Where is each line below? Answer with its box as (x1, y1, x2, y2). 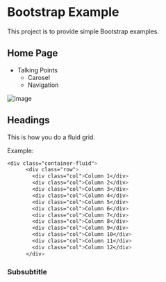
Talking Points (17, 65, 58, 74)
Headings (7, 114, 50, 126)
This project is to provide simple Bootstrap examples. (7, 27, 160, 36)
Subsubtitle (7, 267, 47, 276)
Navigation (27, 81, 59, 89)
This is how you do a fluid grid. (7, 133, 96, 141)
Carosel (27, 73, 51, 81)
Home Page (7, 47, 58, 59)
